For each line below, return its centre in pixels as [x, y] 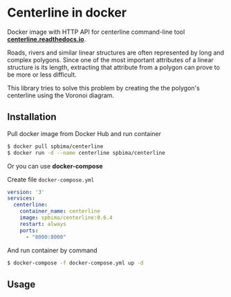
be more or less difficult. [42, 75]
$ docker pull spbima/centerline [55, 146]
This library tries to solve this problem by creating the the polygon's [104, 88]
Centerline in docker [67, 13]
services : [21, 198]
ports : [29, 230]
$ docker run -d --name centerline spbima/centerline [86, 153]
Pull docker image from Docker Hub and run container [84, 133]
